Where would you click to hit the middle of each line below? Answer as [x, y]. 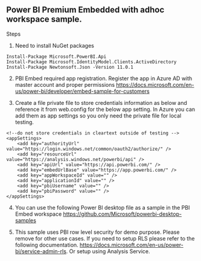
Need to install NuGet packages [55, 45]
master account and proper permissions [65, 84]
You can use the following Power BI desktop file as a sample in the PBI [102, 207]
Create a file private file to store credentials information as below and [101, 102]
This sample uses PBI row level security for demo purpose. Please [97, 232]
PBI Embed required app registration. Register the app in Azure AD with [104, 78]
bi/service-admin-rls [40, 251]
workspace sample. [44, 20]
